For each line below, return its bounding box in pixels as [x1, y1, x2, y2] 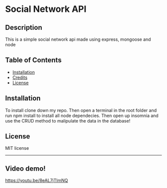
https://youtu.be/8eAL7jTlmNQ [5, 178, 68, 184]
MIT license [5, 145, 29, 151]
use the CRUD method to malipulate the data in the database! [5, 118, 131, 124]
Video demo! [5, 164, 46, 173]
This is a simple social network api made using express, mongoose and [5, 36, 151, 42]
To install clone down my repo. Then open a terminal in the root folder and [5, 107, 157, 113]
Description [5, 23, 42, 32]
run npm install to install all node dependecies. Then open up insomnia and [5, 113, 159, 119]
